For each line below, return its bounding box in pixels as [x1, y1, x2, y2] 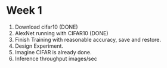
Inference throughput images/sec [14, 55, 97, 62]
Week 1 [6, 4, 42, 17]
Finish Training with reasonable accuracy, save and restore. [14, 36, 162, 43]
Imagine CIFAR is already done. [14, 48, 92, 55]
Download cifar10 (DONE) [14, 23, 78, 30]
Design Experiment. [14, 42, 64, 50]
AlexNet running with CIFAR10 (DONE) [14, 29, 109, 36]
